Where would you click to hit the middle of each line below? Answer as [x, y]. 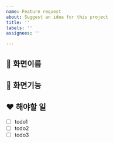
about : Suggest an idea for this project [57, 17]
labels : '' [19, 28]
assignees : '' [23, 33]
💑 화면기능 [24, 85]
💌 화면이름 [24, 64]
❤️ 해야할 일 [26, 107]
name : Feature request [34, 11]
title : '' [18, 22]
